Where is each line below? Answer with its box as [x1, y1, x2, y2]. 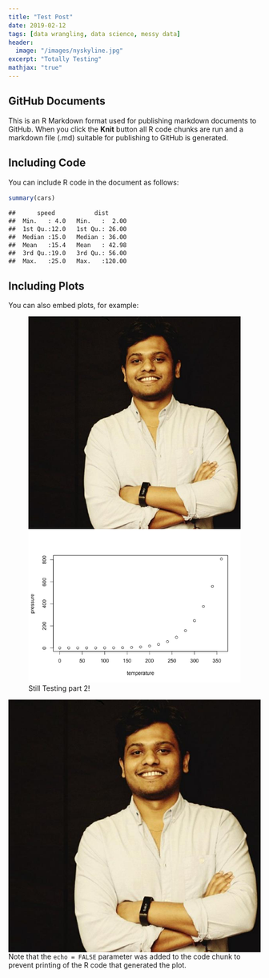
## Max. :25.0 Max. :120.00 [8, 258, 127, 266]
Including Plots [8, 279, 85, 293]
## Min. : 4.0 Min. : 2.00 [8, 217, 127, 225]
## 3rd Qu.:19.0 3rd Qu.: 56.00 [8, 250, 127, 258]
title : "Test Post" [8, 13, 74, 21]
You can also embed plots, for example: [8, 301, 139, 310]
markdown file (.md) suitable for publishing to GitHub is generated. [8, 132, 229, 142]
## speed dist [8, 209, 110, 217]
